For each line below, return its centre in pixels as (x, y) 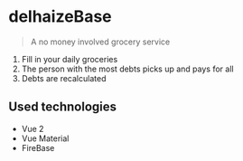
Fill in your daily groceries (70, 59)
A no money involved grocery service (100, 42)
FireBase (38, 147)
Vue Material (45, 138)
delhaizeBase (60, 17)
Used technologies (63, 107)
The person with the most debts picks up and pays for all (127, 69)
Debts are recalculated (64, 78)
